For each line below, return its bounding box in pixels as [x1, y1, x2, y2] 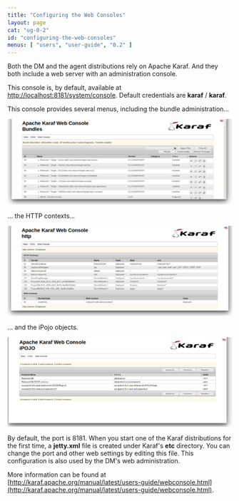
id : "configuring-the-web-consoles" [7, 34, 116, 41]
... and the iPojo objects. [7, 323, 78, 331]
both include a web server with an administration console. [7, 70, 178, 78]
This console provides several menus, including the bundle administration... [7, 105, 230, 113]
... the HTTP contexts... [7, 212, 76, 220]
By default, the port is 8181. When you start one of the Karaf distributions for [7, 433, 232, 442]
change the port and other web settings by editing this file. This [7, 449, 194, 458]
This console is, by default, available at [7, 83, 122, 92]
